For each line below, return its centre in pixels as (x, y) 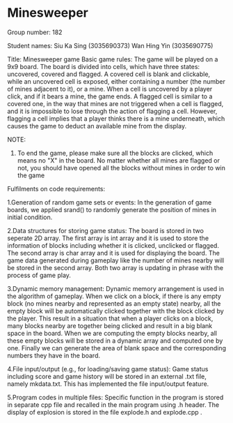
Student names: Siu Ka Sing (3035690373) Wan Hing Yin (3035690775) (110, 45)
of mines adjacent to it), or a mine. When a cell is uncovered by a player (110, 89)
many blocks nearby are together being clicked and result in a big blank (110, 325)
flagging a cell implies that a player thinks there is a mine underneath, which (116, 118)
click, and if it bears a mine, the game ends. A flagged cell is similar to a (110, 96)
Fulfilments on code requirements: (56, 188)
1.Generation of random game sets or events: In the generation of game (110, 202)
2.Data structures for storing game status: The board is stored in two (105, 230)
